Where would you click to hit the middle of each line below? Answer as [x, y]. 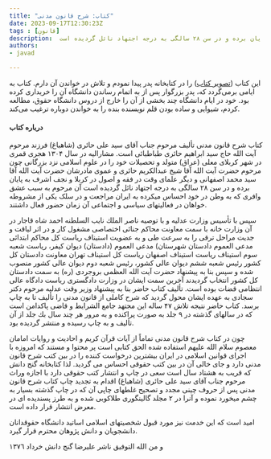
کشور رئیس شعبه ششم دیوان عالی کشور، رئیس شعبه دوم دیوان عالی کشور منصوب [135, 263]
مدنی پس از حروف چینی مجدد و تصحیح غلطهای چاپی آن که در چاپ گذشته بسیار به [132, 390]
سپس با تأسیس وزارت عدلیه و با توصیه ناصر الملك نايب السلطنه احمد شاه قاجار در [133, 220]
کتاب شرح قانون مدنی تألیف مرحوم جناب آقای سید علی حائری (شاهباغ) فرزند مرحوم [136, 145]
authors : [24, 46]
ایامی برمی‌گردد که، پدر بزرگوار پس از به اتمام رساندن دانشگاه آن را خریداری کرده [132, 92]
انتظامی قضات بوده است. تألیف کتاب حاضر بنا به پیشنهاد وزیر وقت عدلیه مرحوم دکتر [135, 289]
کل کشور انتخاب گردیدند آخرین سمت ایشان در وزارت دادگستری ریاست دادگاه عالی [133, 280]
